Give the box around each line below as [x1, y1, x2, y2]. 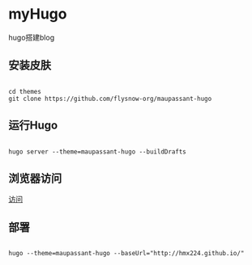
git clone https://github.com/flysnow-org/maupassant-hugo [8, 95, 212, 103]
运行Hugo [8, 119, 58, 132]
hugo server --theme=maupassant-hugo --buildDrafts [8, 147, 186, 156]
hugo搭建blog [8, 32, 55, 42]
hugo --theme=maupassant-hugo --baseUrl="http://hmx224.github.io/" [8, 250, 245, 258]
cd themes [8, 87, 42, 95]
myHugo [8, 5, 67, 23]
